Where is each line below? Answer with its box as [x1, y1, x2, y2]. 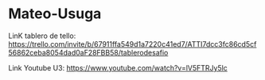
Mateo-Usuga [8, 5, 102, 23]
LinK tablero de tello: [8, 31, 76, 40]
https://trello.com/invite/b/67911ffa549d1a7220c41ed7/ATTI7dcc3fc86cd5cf [8, 39, 257, 48]
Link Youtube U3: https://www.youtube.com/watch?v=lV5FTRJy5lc [8, 63, 228, 72]
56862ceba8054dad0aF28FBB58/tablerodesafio [8, 48, 169, 57]
